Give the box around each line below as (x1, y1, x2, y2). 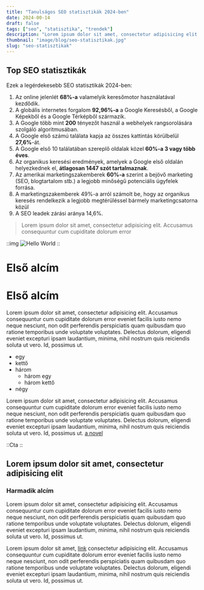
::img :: (6, 240, 60, 247)
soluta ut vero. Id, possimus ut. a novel (6, 429, 104, 437)
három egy (24, 372, 52, 380)
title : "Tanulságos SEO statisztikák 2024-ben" (6, 9, 130, 15)
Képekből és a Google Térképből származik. (15, 113, 126, 120)
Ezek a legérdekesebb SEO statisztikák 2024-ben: (6, 82, 133, 89)
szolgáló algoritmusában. (15, 125, 79, 133)
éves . (15, 151, 30, 159)
